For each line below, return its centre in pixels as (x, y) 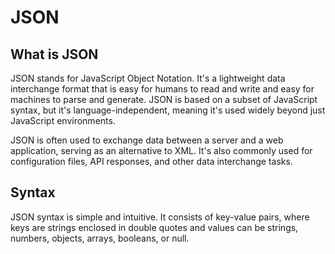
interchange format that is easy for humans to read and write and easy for (162, 89)
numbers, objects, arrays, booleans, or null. (100, 238)
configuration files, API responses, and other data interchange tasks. (151, 161)
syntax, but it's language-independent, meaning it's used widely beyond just (168, 110)
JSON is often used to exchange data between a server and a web (147, 140)
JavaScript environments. (63, 120)
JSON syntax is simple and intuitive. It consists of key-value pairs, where (160, 217)
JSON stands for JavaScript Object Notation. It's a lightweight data (148, 78)
